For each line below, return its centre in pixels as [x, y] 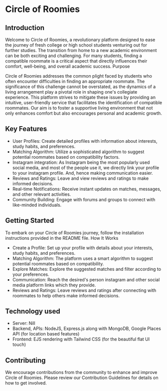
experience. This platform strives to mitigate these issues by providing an [81, 97]
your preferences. [31, 274]
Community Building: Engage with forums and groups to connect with [84, 199]
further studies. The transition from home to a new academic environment [81, 50]
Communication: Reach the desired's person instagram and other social [86, 279]
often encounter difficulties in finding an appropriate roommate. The [75, 81]
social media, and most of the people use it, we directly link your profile [86, 167]
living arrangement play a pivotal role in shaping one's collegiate [71, 92]
